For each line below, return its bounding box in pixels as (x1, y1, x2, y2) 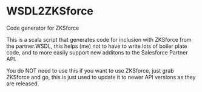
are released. (6, 80, 39, 87)
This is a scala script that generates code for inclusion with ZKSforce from (6, 36, 192, 43)
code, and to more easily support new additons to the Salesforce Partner (6, 48, 188, 56)
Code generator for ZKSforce (6, 24, 79, 31)
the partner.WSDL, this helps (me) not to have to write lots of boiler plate (6, 42, 187, 50)
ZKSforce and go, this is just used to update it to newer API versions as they (6, 73, 196, 80)
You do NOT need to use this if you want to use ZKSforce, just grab (6, 67, 174, 74)
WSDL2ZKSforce (6, 4, 94, 18)
